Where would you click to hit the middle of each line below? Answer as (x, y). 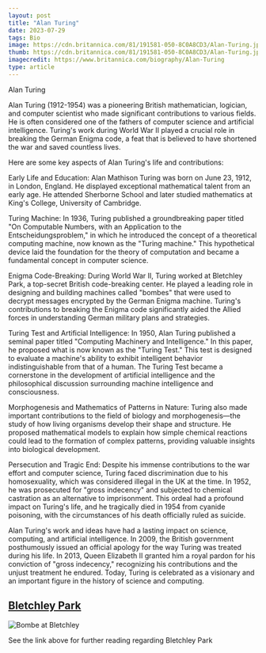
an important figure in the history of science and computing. (106, 581)
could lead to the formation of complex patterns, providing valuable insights (132, 441)
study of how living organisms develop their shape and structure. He (120, 423)
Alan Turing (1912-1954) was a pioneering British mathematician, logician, (128, 104)
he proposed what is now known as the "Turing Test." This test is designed (130, 350)
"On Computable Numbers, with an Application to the (95, 226)
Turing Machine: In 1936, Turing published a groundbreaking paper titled (126, 218)
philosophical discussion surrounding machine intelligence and (111, 383)
